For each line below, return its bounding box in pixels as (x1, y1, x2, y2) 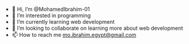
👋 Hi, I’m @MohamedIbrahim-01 (11, 6, 91, 12)
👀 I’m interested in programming (11, 12, 91, 19)
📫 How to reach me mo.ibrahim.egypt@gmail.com (11, 32, 137, 38)
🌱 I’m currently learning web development (11, 18, 115, 25)
